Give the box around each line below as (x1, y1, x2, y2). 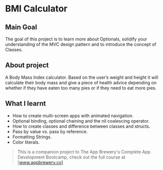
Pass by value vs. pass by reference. (12, 128, 88, 135)
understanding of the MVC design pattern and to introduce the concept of (5, 41, 157, 47)
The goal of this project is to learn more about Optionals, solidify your (5, 36, 148, 42)
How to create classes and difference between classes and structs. (12, 123, 151, 129)
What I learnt (5, 99, 46, 108)
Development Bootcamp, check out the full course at (17, 154, 126, 160)
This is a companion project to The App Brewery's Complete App (17, 149, 151, 155)
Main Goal (5, 23, 37, 31)
